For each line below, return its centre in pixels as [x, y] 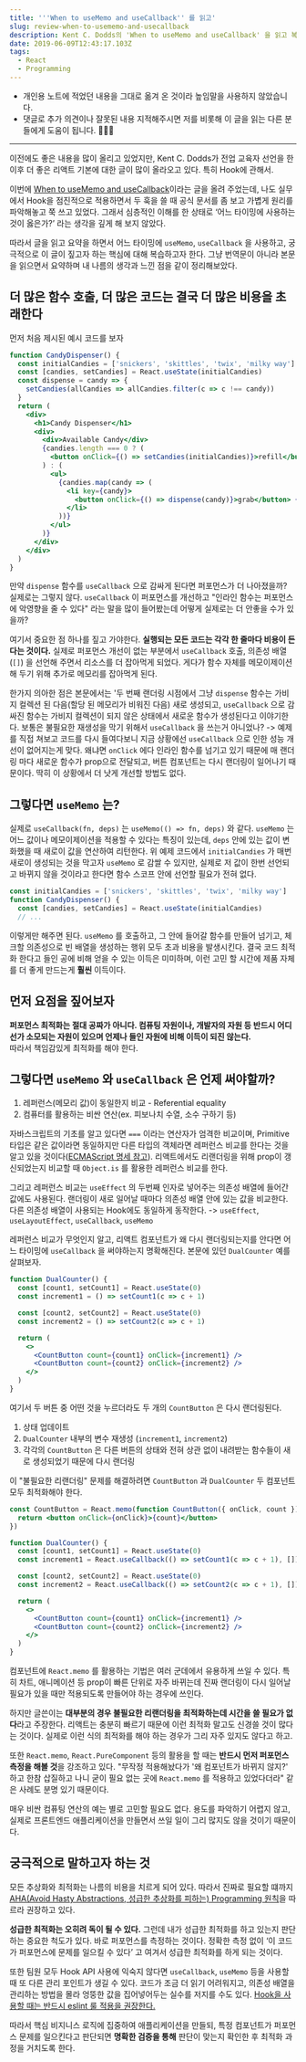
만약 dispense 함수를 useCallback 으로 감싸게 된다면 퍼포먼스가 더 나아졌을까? [148, 586]
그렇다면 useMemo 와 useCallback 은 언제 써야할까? [143, 1079]
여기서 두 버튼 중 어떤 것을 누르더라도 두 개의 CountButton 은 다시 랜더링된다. [146, 1407]
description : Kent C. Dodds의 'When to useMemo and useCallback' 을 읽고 [148, 35]
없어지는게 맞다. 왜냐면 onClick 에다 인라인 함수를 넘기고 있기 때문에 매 [152, 751]
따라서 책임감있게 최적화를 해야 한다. [74, 1047]
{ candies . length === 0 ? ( [93, 448]
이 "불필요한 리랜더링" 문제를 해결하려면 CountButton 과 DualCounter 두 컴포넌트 [153, 1480]
